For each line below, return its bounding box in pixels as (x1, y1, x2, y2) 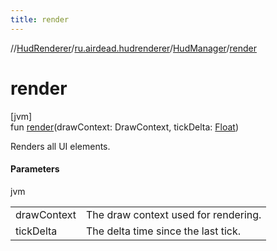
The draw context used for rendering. (85, 207, 262, 221)
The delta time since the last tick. (85, 224, 241, 238)
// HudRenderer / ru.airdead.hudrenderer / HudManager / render (10, 42, 257, 54)
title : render (10, 14, 70, 25)
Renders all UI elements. (10, 140, 111, 152)
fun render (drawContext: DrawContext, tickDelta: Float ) (10, 121, 240, 133)
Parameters (10, 163, 60, 175)
